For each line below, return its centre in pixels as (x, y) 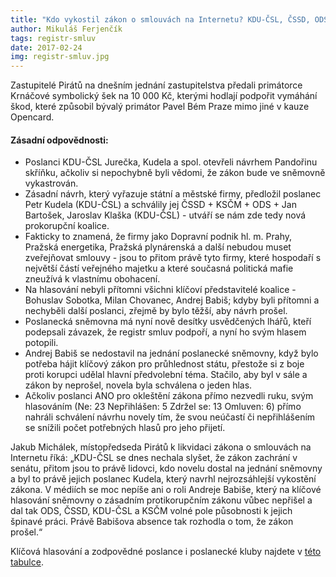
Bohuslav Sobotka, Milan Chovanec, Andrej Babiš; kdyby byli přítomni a (172, 300)
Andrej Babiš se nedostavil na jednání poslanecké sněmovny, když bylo (171, 353)
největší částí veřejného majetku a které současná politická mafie (159, 268)
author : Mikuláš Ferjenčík (66, 29)
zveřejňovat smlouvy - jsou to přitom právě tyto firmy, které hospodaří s (173, 258)
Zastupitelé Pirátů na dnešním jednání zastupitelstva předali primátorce (156, 85)
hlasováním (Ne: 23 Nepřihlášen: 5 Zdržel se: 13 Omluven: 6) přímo (163, 407)
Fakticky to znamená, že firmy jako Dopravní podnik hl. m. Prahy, (158, 237)
